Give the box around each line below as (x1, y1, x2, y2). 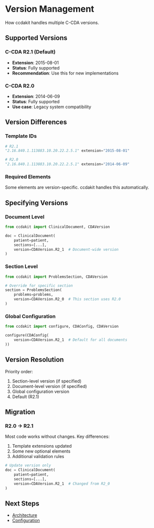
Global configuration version (12, 388, 70, 394)
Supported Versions (5, 34, 67, 42)
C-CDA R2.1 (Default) (5, 48, 56, 55)
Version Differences (5, 118, 67, 126)
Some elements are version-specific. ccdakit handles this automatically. (5, 185, 150, 191)
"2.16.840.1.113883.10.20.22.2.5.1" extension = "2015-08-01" (5, 148, 130, 153)
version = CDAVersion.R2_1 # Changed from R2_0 (14, 481, 110, 486)
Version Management (5, 3, 95, 15)
